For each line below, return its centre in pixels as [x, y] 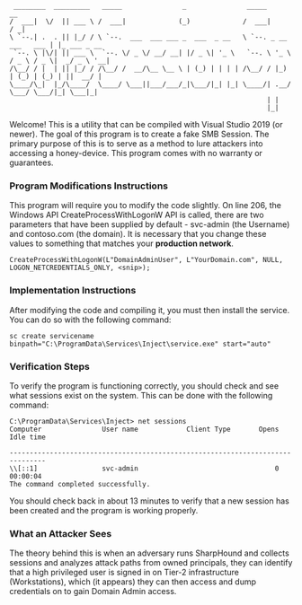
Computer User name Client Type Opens [144, 429]
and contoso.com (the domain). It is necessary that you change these [138, 234]
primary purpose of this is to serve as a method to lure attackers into [136, 144]
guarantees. [31, 162]
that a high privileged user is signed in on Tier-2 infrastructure [124, 573]
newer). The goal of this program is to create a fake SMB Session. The [139, 134]
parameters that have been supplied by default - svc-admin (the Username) [150, 224]
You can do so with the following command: [90, 320]
